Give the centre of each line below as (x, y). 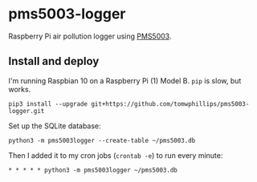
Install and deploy (54, 61)
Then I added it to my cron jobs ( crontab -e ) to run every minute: (116, 155)
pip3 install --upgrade (48, 104)
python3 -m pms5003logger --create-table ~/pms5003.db (102, 140)
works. (20, 89)
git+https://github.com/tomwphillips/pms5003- (170, 104)
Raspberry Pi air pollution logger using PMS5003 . (90, 36)
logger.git (27, 111)
